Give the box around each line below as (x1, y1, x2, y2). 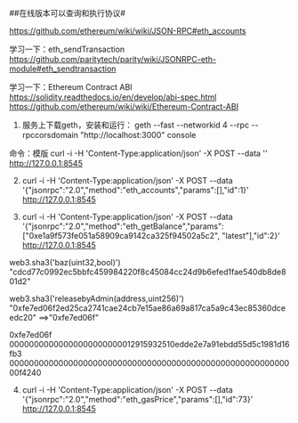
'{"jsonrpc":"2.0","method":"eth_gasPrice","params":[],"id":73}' (21, 395, 254, 404)
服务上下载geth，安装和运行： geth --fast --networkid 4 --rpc (21, 119, 250, 130)
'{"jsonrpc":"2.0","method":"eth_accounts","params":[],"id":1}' (21, 185, 249, 195)
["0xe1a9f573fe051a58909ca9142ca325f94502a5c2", (21, 231, 221, 240)
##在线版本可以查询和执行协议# (9, 8, 126, 18)
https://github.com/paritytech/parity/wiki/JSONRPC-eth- (9, 54, 216, 64)
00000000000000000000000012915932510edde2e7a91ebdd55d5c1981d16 (9, 339, 290, 349)
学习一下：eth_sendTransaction (9, 44, 125, 54)
